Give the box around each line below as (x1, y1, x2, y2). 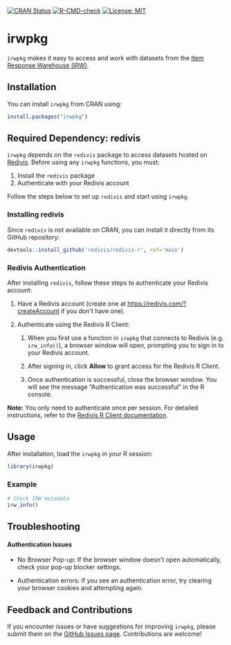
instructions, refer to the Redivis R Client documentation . (7, 410, 168, 419)
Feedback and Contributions (7, 604, 133, 616)
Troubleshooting (7, 521, 81, 533)
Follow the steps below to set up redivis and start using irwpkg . (7, 192, 190, 201)
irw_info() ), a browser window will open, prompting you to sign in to (27, 341, 224, 349)
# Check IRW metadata (7, 495, 70, 502)
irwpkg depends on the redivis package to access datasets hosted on (7, 151, 207, 159)
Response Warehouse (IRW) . (7, 61, 89, 69)
